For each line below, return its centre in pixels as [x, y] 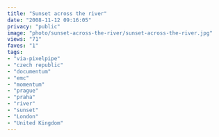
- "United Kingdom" [35, 123]
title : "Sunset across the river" [57, 13]
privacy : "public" [34, 26]
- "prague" [23, 91]
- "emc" [18, 78]
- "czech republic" [35, 65]
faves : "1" [23, 46]
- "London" [23, 116]
